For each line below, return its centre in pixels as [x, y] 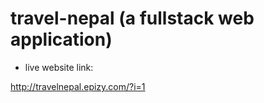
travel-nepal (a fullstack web [132, 18]
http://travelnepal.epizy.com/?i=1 [78, 86]
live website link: [59, 67]
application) [61, 39]
